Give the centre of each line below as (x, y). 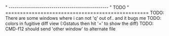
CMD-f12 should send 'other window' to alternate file (60, 29)
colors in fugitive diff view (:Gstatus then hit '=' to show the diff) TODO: (79, 23)
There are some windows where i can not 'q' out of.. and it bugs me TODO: (83, 18)
